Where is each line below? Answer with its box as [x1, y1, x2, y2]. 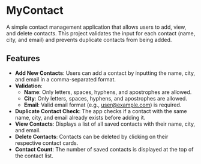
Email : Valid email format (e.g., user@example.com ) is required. [23, 101, 182, 108]
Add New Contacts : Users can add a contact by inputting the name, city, [14, 69, 196, 77]
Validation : [14, 82, 43, 89]
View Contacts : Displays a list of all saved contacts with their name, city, [14, 120, 196, 127]
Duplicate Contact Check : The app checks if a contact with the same [14, 107, 187, 114]
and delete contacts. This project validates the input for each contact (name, [6, 29, 196, 37]
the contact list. [14, 152, 54, 159]
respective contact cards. [14, 139, 79, 147]
